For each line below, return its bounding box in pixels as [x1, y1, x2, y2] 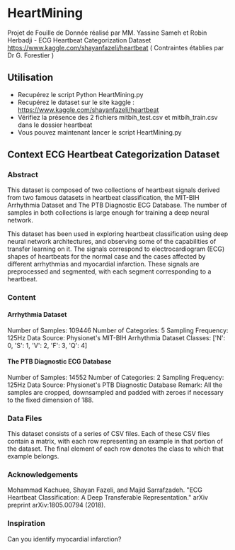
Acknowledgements [7, 469, 79, 479]
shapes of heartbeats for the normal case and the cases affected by [7, 252, 206, 261]
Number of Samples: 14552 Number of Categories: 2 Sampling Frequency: [7, 373, 224, 381]
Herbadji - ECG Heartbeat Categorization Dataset [7, 35, 151, 44]
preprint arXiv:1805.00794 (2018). [7, 501, 106, 510]
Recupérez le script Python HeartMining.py [17, 90, 144, 99]
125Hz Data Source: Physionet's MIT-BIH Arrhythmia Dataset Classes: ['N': [7, 333, 226, 342]
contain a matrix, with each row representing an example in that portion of [7, 437, 224, 446]
